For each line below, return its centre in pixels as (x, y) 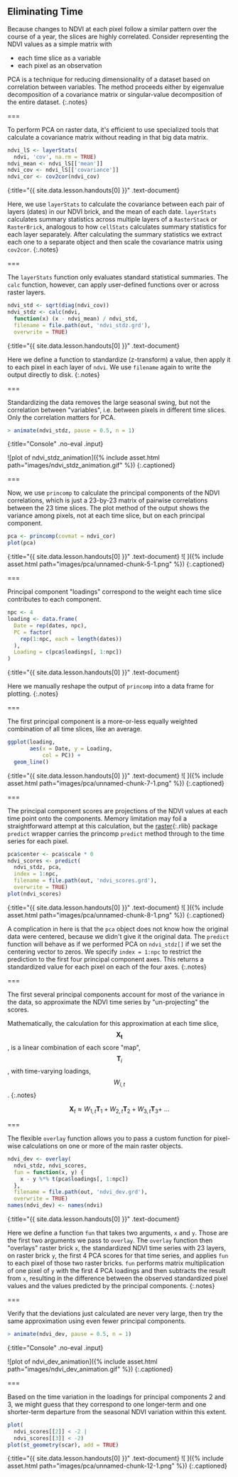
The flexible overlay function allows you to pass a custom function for (110, 1138)
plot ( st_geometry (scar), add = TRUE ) (63, 1445)
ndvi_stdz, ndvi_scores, (50, 1165)
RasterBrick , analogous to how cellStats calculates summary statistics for (117, 227)
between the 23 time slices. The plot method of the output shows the (108, 508)
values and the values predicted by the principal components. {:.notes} (111, 1286)
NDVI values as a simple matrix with (60, 44)
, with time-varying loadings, (49, 1071)
